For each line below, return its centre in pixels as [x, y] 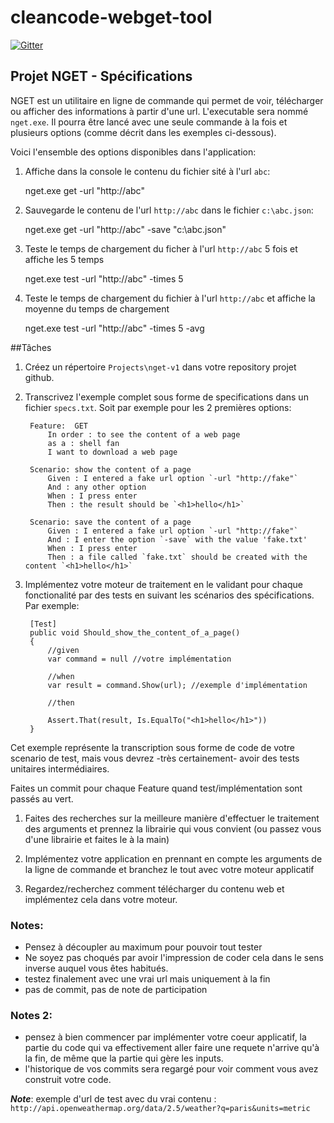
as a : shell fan [83, 443]
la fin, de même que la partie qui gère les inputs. [124, 1058]
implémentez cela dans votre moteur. [101, 899]
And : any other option [97, 487]
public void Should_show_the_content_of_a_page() [135, 632]
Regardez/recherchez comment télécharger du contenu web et [154, 888]
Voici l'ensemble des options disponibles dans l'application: [133, 152]
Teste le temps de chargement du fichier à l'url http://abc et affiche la [170, 298]
